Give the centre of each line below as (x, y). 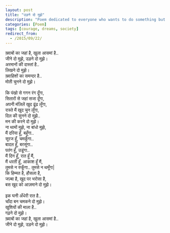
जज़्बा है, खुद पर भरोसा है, (26, 178)
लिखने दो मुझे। (17, 70)
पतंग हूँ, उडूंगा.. (17, 150)
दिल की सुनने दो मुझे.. (23, 116)
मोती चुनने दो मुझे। (20, 82)
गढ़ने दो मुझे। (16, 213)
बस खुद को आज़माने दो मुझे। (29, 185)
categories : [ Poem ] (26, 24)
